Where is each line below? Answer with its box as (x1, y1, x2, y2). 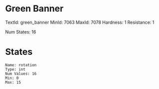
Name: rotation (5, 62, 37, 67)
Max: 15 (5, 80, 21, 85)
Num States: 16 (5, 29, 36, 35)
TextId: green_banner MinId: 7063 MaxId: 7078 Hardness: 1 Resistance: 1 (5, 19, 155, 25)
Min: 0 (5, 75, 19, 81)
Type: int (5, 67, 26, 72)
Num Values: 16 (5, 71, 37, 76)
